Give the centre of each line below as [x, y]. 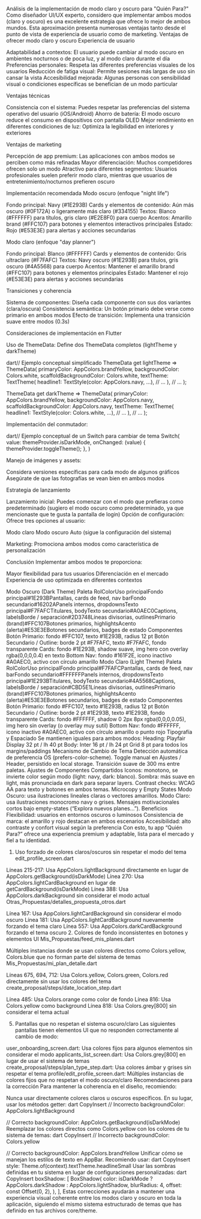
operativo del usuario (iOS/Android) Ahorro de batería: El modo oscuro [93, 114]
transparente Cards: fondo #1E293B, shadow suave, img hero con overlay [97, 649]
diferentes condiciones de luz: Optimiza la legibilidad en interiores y [90, 126]
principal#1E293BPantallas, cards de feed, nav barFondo [76, 598]
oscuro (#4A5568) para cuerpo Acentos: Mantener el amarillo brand [91, 266]
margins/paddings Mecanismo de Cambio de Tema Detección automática [97, 751]
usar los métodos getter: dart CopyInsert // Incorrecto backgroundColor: [96, 1104]
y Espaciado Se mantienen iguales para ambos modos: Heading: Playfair [96, 738]
